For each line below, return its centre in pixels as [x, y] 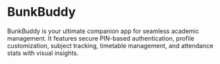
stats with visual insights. [43, 53]
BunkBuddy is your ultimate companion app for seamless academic [103, 31]
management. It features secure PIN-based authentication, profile [101, 38]
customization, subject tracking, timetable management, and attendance [110, 45]
